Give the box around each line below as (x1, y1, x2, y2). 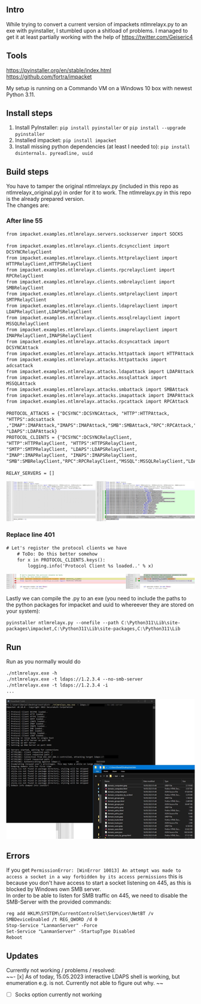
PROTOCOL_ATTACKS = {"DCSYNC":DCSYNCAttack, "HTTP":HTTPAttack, (6, 410, 170, 416)
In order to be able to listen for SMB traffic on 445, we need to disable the (6, 892, 188, 899)
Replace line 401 (6, 530, 55, 539)
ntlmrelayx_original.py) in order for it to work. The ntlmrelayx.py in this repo (6, 189, 191, 196)
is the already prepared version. (6, 196, 85, 203)
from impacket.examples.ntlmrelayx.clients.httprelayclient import (6, 255, 178, 261)
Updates (6, 951, 39, 961)
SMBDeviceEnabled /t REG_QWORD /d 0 (6, 917, 98, 923)
